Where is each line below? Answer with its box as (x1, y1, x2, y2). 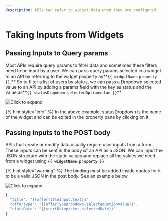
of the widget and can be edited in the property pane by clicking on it (5, 114, 149, 120)
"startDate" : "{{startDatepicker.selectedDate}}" (10, 207, 116, 212)
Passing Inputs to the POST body (5, 129, 111, 137)
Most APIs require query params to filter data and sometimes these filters (5, 62, 157, 68)
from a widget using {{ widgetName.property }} (5, 158, 105, 164)
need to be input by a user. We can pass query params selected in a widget (5, 67, 162, 73)
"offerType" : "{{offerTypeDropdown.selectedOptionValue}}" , (10, 202, 138, 207)
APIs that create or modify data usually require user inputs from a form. (5, 142, 153, 148)
